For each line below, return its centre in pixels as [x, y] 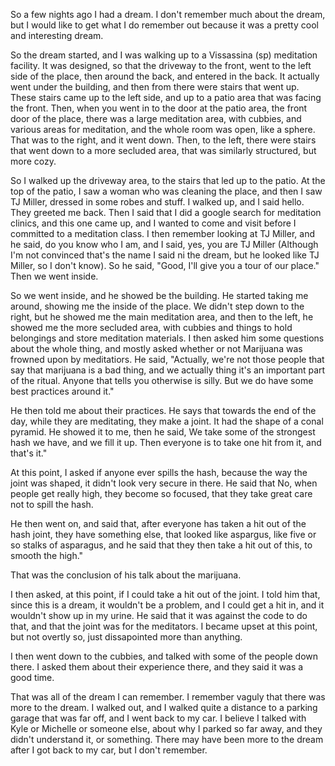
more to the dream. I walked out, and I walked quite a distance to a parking [164, 707]
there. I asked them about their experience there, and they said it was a [157, 667]
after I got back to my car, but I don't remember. [109, 750]
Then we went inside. [54, 276]
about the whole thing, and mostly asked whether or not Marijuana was [156, 348]
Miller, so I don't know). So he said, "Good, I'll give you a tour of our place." [165, 265]
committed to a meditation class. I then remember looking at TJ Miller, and [162, 233]
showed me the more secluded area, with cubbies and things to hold [151, 327]
